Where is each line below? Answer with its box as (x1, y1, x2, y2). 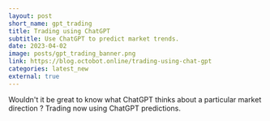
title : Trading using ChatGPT (8, 27, 111, 35)
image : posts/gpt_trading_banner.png (8, 50, 136, 58)
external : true (8, 72, 60, 80)
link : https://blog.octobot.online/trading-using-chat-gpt (8, 58, 212, 66)
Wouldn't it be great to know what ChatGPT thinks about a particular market (8, 94, 262, 104)
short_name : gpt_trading (8, 19, 92, 28)
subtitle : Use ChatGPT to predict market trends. (8, 34, 180, 43)
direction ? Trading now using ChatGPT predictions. (8, 103, 181, 113)
